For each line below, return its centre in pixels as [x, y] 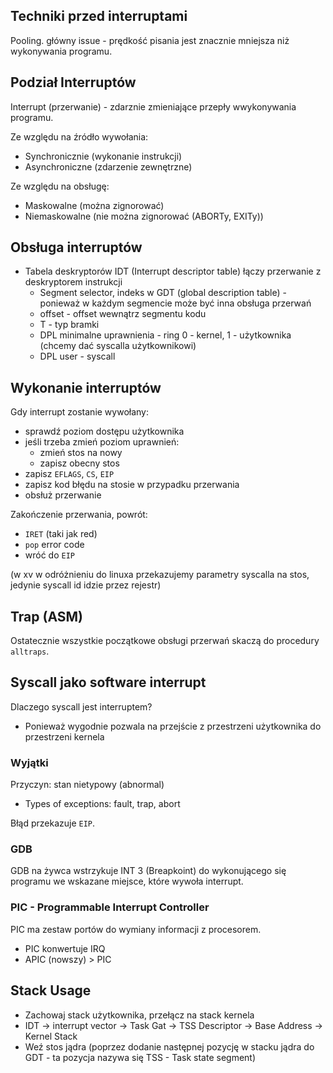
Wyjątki [29, 762]
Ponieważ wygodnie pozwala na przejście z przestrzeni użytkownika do [173, 726]
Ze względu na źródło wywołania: [79, 136]
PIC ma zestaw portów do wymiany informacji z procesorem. [136, 929]
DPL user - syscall [77, 356]
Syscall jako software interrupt [108, 682]
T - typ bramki [69, 325]
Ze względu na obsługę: [60, 186]
